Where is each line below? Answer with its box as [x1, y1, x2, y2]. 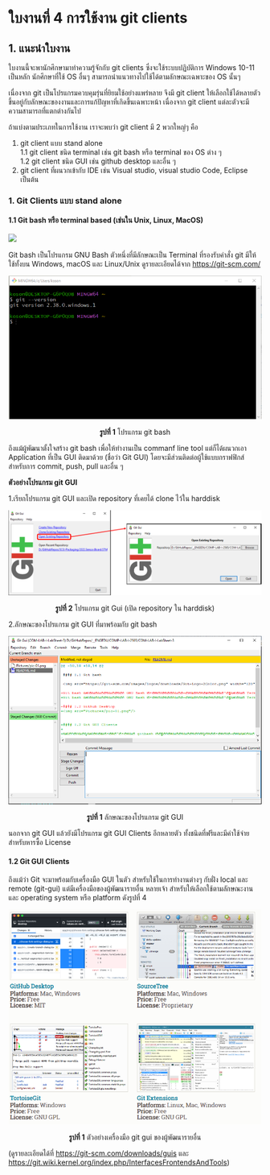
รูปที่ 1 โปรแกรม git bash [99, 427, 171, 436]
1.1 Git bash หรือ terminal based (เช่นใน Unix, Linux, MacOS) [8, 215, 203, 225]
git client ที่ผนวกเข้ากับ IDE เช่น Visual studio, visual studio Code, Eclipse [19, 166, 248, 175]
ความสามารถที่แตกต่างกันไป [8, 106, 82, 115]
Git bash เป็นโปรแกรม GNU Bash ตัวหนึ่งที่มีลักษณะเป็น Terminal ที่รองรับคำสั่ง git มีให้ [8, 250, 257, 260]
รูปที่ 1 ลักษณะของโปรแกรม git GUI [86, 813, 184, 822]
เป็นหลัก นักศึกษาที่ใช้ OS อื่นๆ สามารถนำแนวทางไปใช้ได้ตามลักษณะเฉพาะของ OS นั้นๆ [8, 72, 241, 81]
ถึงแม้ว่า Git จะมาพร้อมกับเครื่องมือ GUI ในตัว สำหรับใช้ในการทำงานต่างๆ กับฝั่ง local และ [8, 875, 248, 884]
